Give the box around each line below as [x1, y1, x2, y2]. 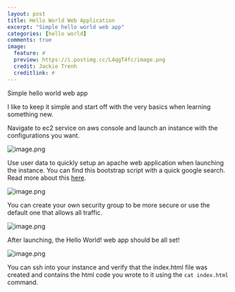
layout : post [7, 10, 46, 18]
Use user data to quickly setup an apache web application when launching [7, 158, 224, 166]
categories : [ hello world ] [7, 30, 87, 37]
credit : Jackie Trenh [13, 63, 78, 70]
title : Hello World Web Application [7, 17, 115, 24]
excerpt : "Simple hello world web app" [7, 23, 125, 30]
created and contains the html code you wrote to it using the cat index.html [7, 270, 229, 279]
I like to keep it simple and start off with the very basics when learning [7, 102, 211, 111]
